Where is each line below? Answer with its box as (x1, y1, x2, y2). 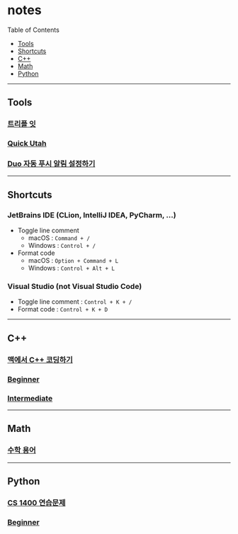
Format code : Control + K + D (17, 305, 108, 314)
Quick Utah (7, 139, 47, 149)
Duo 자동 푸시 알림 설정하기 (7, 159, 96, 169)
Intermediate (7, 393, 53, 403)
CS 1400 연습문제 (7, 498, 66, 508)
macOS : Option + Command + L (28, 256, 119, 265)
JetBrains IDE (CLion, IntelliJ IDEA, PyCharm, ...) (7, 210, 176, 220)
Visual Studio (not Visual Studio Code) (7, 282, 142, 292)
